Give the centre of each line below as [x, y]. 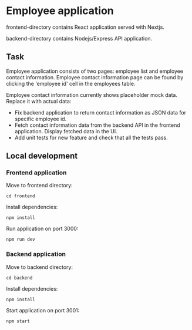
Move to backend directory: [40, 267]
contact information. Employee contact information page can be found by [95, 77]
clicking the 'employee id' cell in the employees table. [71, 83]
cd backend [19, 278]
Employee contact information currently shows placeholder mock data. [92, 95]
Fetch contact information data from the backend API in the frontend [97, 125]
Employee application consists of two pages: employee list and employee [95, 71]
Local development [42, 156]
